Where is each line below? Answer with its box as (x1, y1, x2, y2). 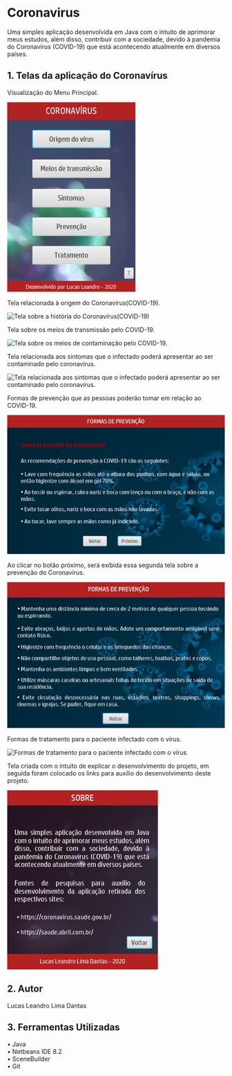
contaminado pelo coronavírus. (7, 359, 96, 368)
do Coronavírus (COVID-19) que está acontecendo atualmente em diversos (7, 42, 221, 51)
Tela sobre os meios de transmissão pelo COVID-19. (7, 325, 155, 334)
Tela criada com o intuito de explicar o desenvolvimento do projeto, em (7, 762, 209, 770)
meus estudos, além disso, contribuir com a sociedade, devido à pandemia (7, 35, 221, 43)
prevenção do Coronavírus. (7, 568, 85, 577)
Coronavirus (7, 5, 80, 21)
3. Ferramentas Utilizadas (7, 1021, 120, 1033)
